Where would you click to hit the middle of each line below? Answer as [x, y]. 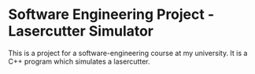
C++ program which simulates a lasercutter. [79, 61]
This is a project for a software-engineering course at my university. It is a [128, 53]
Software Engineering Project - [111, 15]
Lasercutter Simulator [81, 31]
